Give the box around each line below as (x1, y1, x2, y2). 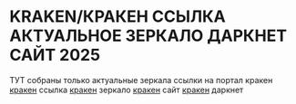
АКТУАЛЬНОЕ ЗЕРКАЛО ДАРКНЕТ (9, 25, 288, 46)
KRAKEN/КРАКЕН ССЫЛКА (9, 6, 226, 27)
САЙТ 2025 (9, 45, 101, 65)
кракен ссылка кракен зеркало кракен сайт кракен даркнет (9, 84, 244, 95)
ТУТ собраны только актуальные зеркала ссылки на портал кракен (9, 74, 273, 85)
